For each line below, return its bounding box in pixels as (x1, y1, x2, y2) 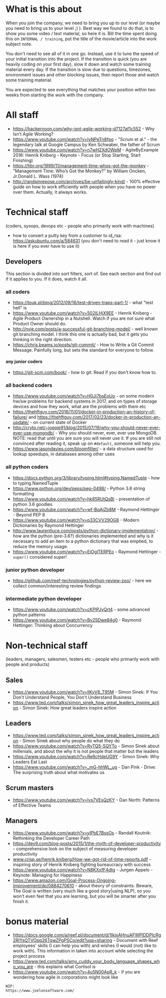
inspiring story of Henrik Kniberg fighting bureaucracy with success (12, 861, 151, 867)
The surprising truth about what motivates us (12, 769, 105, 775)
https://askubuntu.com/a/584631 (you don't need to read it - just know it (12, 237, 161, 244)
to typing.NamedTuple (12, 480, 58, 486)
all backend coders (5, 382, 52, 389)
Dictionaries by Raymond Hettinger (12, 522, 84, 528)
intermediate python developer (5, 595, 82, 602)
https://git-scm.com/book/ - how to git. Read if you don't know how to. (12, 369, 157, 375)
